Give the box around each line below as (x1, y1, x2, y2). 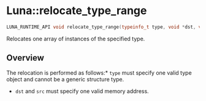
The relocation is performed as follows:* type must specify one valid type (6, 69, 192, 77)
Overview (6, 53, 45, 63)
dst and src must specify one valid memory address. (15, 87, 149, 95)
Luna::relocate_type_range (6, 4, 147, 18)
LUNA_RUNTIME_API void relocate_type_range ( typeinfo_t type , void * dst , (6, 24, 196, 30)
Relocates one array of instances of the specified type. (6, 35, 145, 42)
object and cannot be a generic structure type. (6, 75, 124, 83)
